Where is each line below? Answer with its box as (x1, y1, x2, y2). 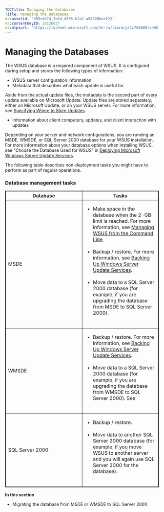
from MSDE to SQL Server (92, 303, 153, 310)
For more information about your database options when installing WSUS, (5, 142, 153, 148)
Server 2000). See (92, 395, 136, 402)
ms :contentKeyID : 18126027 (5, 21, 60, 26)
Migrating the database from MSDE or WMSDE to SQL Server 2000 (12, 501, 147, 507)
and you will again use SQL (92, 456, 155, 463)
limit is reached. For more (92, 218, 151, 225)
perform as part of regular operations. (5, 167, 82, 173)
